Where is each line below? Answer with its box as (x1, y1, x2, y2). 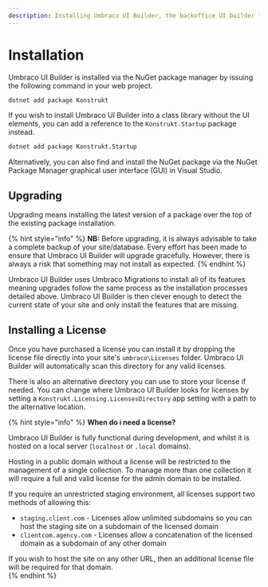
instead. (8, 127, 35, 137)
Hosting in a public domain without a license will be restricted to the (8, 456, 231, 466)
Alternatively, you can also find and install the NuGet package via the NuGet (8, 157, 258, 167)
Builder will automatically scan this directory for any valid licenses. (8, 361, 227, 370)
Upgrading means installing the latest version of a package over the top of (8, 210, 253, 220)
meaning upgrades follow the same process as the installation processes (8, 284, 248, 293)
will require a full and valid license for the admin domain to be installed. (8, 473, 242, 483)
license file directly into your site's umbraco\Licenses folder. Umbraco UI (8, 352, 244, 362)
